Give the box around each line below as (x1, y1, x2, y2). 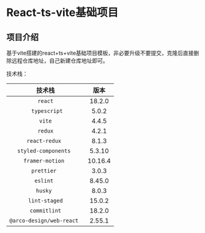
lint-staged (28, 197, 63, 204)
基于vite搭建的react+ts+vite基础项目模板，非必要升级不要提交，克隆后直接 (6, 50, 194, 56)
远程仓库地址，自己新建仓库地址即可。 (11, 57, 108, 64)
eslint (34, 177, 54, 184)
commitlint (29, 207, 62, 214)
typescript (31, 108, 63, 114)
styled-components (17, 148, 71, 154)
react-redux (26, 137, 62, 144)
